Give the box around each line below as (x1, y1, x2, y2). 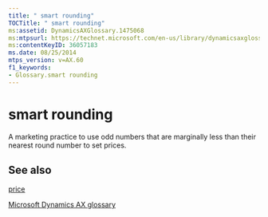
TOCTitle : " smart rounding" (8, 19, 105, 27)
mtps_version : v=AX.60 (8, 57, 84, 65)
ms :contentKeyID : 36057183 (8, 41, 98, 49)
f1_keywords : (8, 64, 52, 72)
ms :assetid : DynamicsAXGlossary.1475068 (8, 26, 145, 34)
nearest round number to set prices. (8, 140, 127, 150)
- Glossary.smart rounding (8, 71, 98, 79)
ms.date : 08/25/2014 (8, 49, 77, 57)
